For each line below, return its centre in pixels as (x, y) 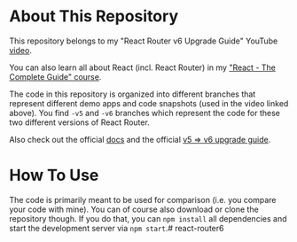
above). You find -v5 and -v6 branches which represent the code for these (145, 113)
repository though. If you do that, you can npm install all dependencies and (148, 218)
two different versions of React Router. (80, 122)
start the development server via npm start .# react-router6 (117, 228)
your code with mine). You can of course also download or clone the (134, 209)
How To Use (54, 176)
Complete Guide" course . (55, 76)
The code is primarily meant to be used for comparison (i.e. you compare (143, 199)
